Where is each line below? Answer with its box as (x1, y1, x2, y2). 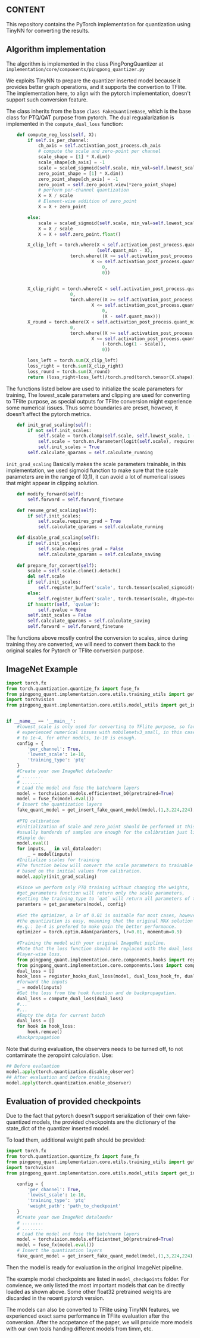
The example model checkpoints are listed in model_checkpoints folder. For (6, 1275, 189, 1282)
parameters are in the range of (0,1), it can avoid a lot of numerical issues (6, 473, 186, 480)
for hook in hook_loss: (17, 1023, 76, 1029)
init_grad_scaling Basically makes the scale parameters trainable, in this (6, 460, 186, 467)
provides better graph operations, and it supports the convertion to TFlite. (6, 83, 187, 90)
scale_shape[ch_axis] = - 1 (37, 159, 105, 165)
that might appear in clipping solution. (6, 479, 99, 486)
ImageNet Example (6, 664, 78, 674)
